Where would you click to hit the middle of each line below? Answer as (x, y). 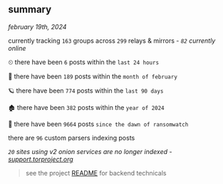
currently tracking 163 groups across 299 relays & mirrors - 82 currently (112, 41)
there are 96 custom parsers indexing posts (72, 138)
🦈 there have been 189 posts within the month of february (93, 76)
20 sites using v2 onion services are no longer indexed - (90, 151)
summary (30, 10)
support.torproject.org (41, 159)
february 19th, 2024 (37, 26)
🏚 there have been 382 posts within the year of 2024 (86, 107)
